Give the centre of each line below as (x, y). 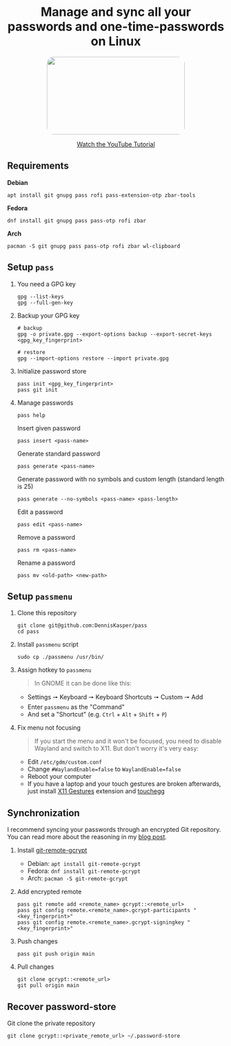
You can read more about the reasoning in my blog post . (87, 837)
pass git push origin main (56, 954)
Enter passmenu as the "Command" (76, 707)
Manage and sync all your (116, 12)
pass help (31, 415)
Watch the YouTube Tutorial (116, 144)
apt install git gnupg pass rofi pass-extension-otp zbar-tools (101, 195)
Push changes (38, 941)
